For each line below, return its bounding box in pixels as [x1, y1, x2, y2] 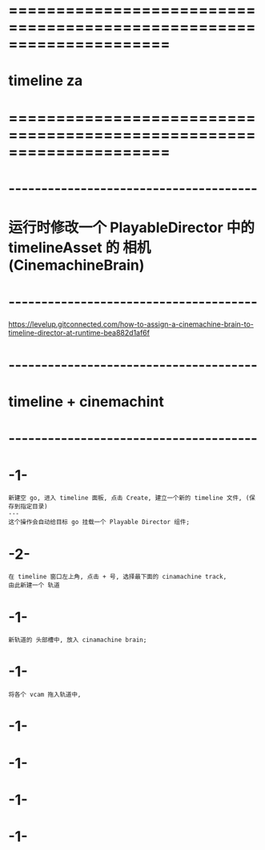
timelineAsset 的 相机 [8, 238, 151, 257]
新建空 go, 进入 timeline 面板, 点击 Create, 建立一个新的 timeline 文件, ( [8, 494, 250, 502]
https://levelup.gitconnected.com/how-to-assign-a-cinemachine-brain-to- [8, 319, 255, 329]
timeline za [8, 71, 83, 90]
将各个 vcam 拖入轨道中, [8, 691, 82, 699]
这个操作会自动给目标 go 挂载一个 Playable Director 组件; [8, 519, 191, 527]
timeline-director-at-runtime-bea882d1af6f [8, 327, 151, 337]
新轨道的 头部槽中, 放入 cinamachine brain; [8, 636, 147, 645]
